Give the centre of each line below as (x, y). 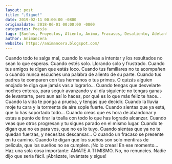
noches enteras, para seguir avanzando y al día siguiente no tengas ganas (84, 91)
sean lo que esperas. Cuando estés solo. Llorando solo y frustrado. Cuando (85, 63)
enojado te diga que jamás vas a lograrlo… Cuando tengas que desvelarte (83, 85)
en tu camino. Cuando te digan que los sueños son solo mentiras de (77, 139)
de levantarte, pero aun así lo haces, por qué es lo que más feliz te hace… (83, 96)
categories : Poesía (26, 29)
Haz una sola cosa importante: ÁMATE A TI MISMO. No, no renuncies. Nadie (86, 150)
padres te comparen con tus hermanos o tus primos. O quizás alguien (79, 79)
